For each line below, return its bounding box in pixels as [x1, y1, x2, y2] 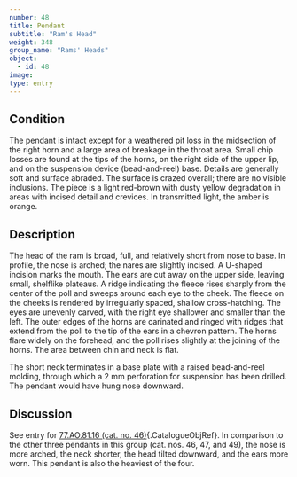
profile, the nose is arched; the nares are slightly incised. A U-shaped [9, 260, 262, 270]
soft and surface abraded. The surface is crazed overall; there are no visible [9, 173, 286, 184]
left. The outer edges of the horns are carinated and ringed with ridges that [9, 317, 284, 327]
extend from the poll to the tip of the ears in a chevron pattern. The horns [9, 325, 277, 337]
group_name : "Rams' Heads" [9, 46, 109, 55]
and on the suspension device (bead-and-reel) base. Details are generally [9, 163, 279, 174]
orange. [9, 201, 38, 212]
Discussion [9, 406, 73, 421]
